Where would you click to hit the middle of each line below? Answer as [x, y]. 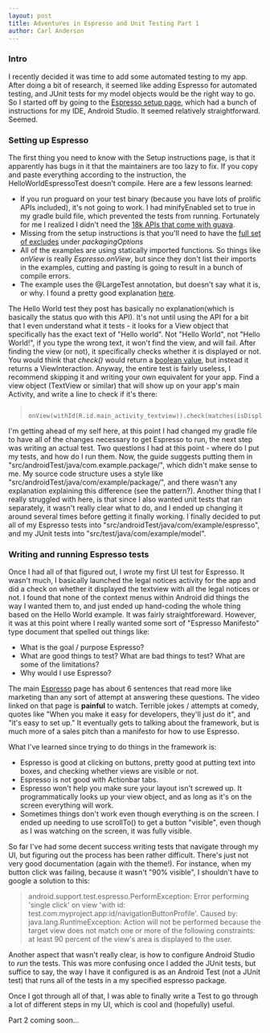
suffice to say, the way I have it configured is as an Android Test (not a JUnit [135, 972]
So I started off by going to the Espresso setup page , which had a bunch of [133, 102]
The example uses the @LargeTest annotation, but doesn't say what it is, [140, 284]
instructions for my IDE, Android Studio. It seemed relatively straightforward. [135, 110]
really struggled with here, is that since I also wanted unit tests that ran [125, 499]
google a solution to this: [49, 881]
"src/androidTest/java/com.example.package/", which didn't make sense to [133, 465]
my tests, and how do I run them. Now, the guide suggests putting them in [131, 457]
